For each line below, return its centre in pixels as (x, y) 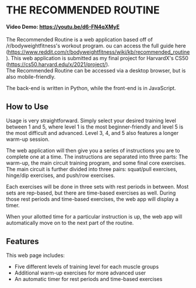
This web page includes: (36, 255)
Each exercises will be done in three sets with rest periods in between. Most (97, 187)
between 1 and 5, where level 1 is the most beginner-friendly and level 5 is (95, 127)
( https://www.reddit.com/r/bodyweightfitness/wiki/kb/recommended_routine (98, 52)
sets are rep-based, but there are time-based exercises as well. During (91, 193)
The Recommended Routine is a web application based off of (79, 40)
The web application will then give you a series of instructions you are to (93, 151)
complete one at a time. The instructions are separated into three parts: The (97, 157)
